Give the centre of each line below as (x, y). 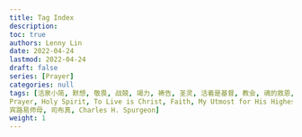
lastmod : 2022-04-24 (48, 59)
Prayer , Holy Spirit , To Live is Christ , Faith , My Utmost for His (138, 101)
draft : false (34, 68)
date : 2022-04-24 (42, 51)
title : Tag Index (42, 18)
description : (34, 26)
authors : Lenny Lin (46, 43)
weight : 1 (28, 118)
